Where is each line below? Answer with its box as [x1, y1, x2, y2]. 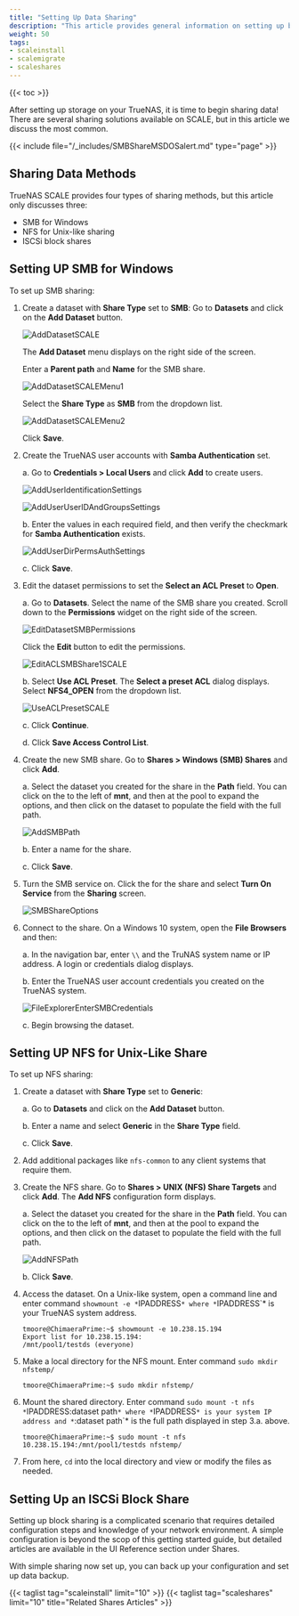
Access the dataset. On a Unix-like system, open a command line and [21, 1288, 278, 1300]
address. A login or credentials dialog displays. [21, 958, 194, 969]
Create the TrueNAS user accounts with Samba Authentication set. [21, 450, 271, 460]
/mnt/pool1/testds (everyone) [21, 1341, 135, 1350]
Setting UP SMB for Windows [9, 262, 174, 277]
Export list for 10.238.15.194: [21, 1333, 142, 1342]
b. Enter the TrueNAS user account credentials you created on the [21, 976, 265, 987]
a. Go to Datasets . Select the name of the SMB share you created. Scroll [21, 597, 288, 608]
